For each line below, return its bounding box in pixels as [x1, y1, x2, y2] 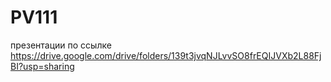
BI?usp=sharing [10, 60, 75, 72]
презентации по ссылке [10, 39, 112, 51]
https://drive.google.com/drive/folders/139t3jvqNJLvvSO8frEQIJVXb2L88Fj [10, 49, 322, 61]
